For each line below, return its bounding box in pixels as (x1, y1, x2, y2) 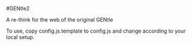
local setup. (6, 34, 35, 40)
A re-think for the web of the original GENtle (6, 16, 113, 23)
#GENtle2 (6, 5, 30, 12)
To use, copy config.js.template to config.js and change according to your (6, 27, 186, 34)
